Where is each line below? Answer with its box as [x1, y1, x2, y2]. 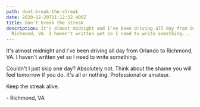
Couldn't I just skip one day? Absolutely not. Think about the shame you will [6, 65, 192, 72]
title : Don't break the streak [6, 20, 84, 26]
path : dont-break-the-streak [6, 8, 79, 15]
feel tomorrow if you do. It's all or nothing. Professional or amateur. [6, 71, 170, 78]
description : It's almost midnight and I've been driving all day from [6, 25, 187, 32]
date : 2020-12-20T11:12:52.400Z [6, 14, 86, 20]
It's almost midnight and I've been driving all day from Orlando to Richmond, [6, 47, 193, 54]
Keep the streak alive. [6, 83, 60, 90]
